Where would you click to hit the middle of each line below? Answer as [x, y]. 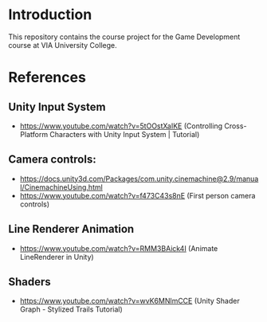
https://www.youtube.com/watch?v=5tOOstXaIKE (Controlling [121, 126]
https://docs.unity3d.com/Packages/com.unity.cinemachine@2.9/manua [139, 179]
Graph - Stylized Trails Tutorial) [71, 309]
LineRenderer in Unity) [57, 257]
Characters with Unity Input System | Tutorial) [125, 134]
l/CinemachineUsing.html [61, 187]
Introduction [50, 15]
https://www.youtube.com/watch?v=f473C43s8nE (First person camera [137, 195]
